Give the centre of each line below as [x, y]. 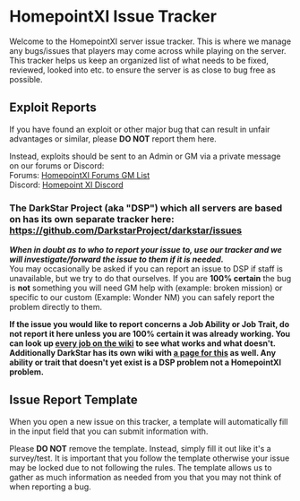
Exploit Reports [53, 108]
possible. [26, 79]
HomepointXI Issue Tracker [113, 17]
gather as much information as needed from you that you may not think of [146, 477]
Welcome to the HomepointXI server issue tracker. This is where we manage [150, 41]
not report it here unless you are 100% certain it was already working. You [150, 334]
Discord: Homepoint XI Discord [66, 185]
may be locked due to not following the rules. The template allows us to [141, 467]
